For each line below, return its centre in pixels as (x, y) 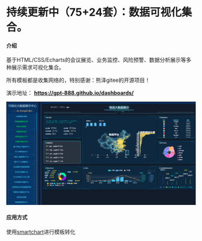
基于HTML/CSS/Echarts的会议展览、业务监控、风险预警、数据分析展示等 (96, 60)
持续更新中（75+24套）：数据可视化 (94, 12)
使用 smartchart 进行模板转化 (41, 231)
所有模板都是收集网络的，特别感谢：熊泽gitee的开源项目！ (78, 80)
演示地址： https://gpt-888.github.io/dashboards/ (70, 93)
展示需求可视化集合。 (38, 67)
